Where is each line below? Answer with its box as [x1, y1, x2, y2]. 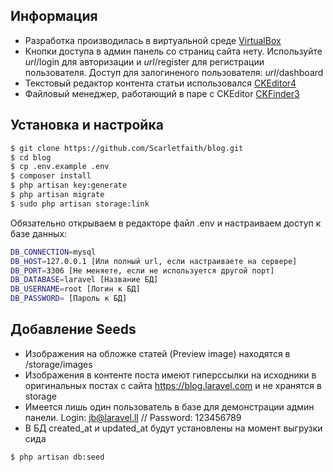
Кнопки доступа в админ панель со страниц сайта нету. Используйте [24, 45, 323, 57]
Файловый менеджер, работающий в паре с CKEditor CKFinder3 [24, 87, 300, 99]
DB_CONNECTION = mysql [10, 247, 97, 257]
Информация [10, 8, 98, 25]
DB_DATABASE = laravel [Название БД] [10, 275, 159, 285]
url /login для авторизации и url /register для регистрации [24, 55, 265, 68]
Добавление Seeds [10, 321, 137, 338]
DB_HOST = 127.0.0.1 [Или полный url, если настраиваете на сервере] [10, 256, 298, 266]
